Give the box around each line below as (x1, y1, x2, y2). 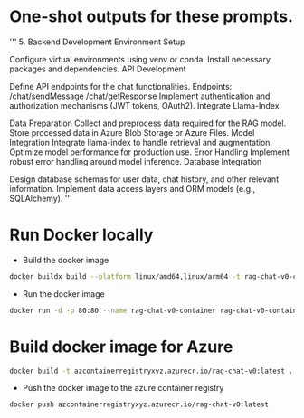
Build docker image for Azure (9, 337, 233, 356)
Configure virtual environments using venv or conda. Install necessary (9, 53, 271, 64)
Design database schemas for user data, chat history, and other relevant (9, 174, 279, 185)
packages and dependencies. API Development (9, 63, 187, 74)
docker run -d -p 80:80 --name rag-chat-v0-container (9, 306, 217, 315)
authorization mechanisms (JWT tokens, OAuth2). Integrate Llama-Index (9, 100, 280, 110)
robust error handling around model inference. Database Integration (9, 156, 262, 166)
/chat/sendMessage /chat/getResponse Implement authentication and (9, 90, 271, 101)
